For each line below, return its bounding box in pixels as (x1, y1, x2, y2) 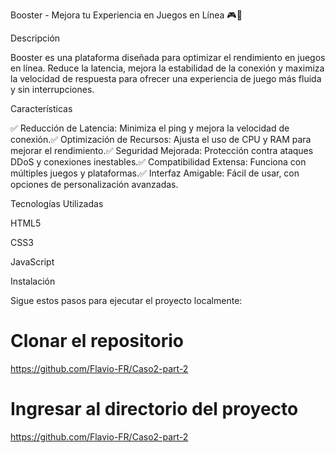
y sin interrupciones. (10, 84, 95, 95)
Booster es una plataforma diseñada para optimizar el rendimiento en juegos (10, 52, 326, 63)
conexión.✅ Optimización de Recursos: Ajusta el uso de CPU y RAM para (10, 134, 312, 145)
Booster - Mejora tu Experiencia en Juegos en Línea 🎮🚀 (10, 9, 243, 21)
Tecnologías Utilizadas (10, 198, 104, 209)
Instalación (10, 275, 56, 287)
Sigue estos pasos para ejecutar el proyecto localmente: (10, 295, 243, 306)
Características (10, 103, 73, 114)
